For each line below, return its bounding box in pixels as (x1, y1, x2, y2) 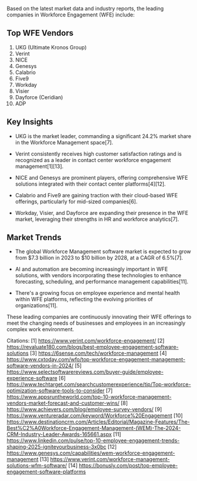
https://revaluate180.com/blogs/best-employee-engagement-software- (6, 344, 179, 351)
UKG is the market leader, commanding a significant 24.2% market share (15, 132, 192, 140)
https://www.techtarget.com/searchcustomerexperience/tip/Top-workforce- (6, 381, 191, 388)
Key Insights (6, 117, 53, 127)
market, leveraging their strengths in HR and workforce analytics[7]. (15, 216, 179, 223)
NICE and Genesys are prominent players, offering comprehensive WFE (15, 174, 188, 181)
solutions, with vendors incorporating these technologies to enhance (15, 272, 181, 279)
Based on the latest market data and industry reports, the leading (6, 5, 164, 12)
